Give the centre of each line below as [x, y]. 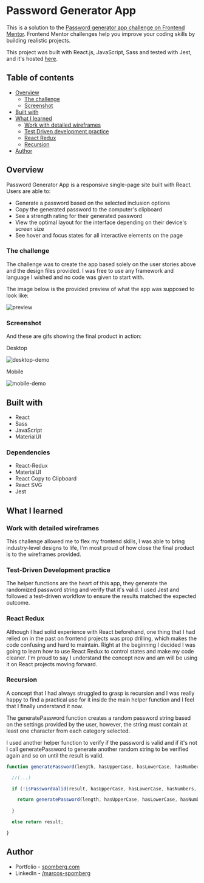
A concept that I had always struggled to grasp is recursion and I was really [100, 693]
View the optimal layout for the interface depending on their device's [101, 222]
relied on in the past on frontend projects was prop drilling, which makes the [102, 638]
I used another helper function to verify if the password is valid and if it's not [102, 742]
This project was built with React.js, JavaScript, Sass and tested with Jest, [99, 52]
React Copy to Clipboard [46, 479]
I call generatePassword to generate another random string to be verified [97, 749]
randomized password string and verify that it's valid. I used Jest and [93, 590]
